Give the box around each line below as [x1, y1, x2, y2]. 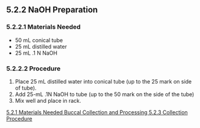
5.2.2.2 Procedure [6, 64, 61, 73]
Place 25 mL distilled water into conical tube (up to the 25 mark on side [14, 78, 192, 85]
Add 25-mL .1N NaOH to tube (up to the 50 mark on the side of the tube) [14, 90, 195, 98]
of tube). [14, 84, 37, 91]
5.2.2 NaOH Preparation [6, 5, 98, 15]
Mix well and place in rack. [14, 97, 81, 104]
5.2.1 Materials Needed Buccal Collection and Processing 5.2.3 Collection [6, 108, 188, 116]
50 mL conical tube [14, 36, 63, 44]
